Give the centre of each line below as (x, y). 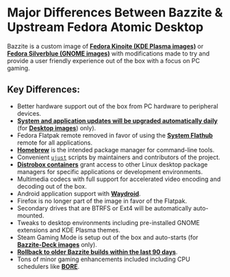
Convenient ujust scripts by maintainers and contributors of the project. (118, 157)
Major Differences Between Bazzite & (115, 13)
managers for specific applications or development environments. (110, 171)
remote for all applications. (54, 143)
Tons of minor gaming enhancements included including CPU (103, 259)
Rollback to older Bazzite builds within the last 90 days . (97, 252)
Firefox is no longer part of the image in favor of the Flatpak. (102, 201)
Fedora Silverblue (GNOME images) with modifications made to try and (108, 53)
